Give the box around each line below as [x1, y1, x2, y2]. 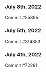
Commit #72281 [5, 62, 38, 68]
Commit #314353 [5, 38, 41, 44]
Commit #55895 [5, 15, 39, 21]
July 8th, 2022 [5, 3, 41, 10]
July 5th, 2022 [5, 27, 41, 34]
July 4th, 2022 [5, 51, 42, 58]
